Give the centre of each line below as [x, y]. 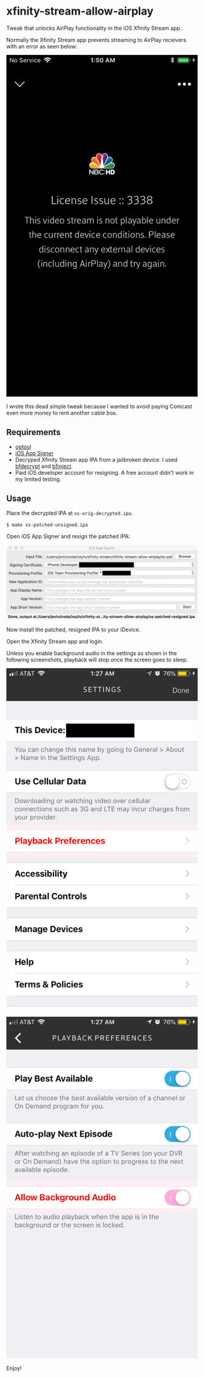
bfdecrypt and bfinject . [44, 466]
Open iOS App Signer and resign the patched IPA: [68, 536]
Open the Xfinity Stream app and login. [55, 641]
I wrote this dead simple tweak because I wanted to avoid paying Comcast [99, 407]
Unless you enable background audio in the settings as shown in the [92, 653]
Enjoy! [14, 1368]
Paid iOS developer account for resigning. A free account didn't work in [104, 473]
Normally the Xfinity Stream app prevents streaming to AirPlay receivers [96, 40]
